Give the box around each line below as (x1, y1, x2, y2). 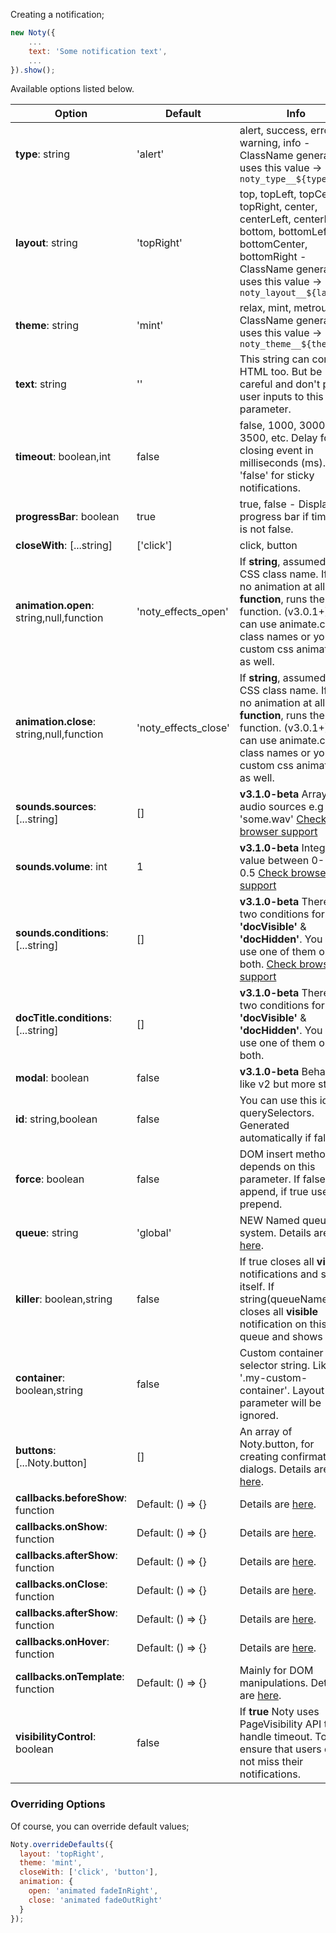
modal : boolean (15, 1071, 90, 1085)
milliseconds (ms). (239, 456, 327, 470)
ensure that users (239, 1742, 322, 1756)
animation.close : (15, 715, 97, 729)
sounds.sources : (15, 800, 97, 814)
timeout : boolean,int (15, 450, 112, 464)
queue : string (15, 1226, 79, 1240)
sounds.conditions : (15, 926, 109, 940)
